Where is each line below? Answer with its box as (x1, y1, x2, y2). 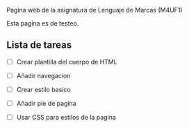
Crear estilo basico (16, 85, 71, 93)
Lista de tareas (6, 39, 72, 51)
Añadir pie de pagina (16, 100, 77, 107)
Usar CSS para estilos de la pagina (16, 113, 116, 122)
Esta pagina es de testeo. (6, 19, 79, 27)
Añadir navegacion (16, 71, 71, 80)
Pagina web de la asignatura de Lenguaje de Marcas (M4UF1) (6, 6, 183, 14)
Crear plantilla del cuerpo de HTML (16, 57, 117, 66)
